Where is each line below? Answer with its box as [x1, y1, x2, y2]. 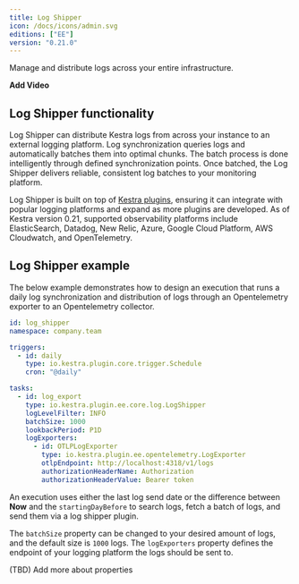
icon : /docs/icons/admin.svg [9, 21, 118, 30]
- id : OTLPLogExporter [32, 442, 118, 452]
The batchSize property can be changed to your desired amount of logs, [9, 528, 276, 538]
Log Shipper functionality [9, 106, 155, 121]
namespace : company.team [9, 326, 102, 335]
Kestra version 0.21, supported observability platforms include [9, 214, 239, 224]
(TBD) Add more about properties [9, 564, 133, 575]
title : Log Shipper [9, 13, 82, 22]
